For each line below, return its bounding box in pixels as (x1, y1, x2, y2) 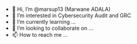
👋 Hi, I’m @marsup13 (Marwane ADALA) (11, 6, 111, 12)
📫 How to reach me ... (11, 32, 68, 38)
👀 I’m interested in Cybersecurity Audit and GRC (11, 12, 132, 19)
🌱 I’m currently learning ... (11, 18, 76, 25)
